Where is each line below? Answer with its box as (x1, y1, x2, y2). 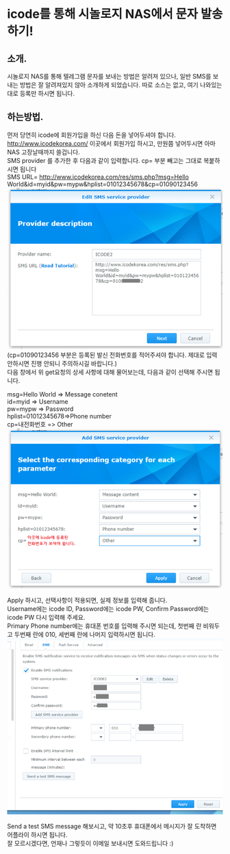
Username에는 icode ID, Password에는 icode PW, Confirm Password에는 (7, 604, 209, 613)
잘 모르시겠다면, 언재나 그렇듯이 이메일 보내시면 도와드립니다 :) (7, 840, 174, 848)
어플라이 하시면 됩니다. (7, 831, 68, 839)
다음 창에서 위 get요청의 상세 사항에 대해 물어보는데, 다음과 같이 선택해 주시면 (7, 368, 214, 376)
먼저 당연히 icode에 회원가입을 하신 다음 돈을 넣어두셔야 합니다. (7, 131, 177, 139)
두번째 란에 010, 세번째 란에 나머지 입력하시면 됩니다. (14, 630, 155, 638)
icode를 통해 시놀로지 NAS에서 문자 (7, 6, 199, 22)
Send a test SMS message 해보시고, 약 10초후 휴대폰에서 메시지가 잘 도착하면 (7, 822, 217, 831)
